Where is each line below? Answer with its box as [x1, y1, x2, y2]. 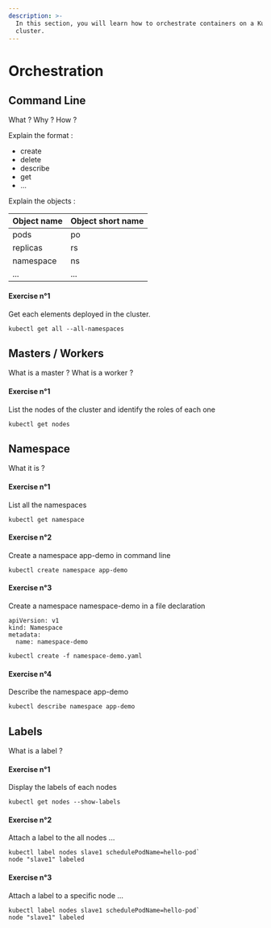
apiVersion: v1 [8, 617, 60, 625]
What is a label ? [8, 746, 63, 756]
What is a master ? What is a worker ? [8, 368, 134, 378]
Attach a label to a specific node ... [8, 890, 123, 901]
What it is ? [8, 464, 46, 473]
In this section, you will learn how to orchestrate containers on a [15, 19, 254, 27]
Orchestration [8, 61, 104, 80]
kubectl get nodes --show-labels [8, 798, 121, 806]
